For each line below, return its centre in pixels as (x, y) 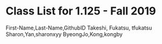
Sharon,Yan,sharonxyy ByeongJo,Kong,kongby (64, 34)
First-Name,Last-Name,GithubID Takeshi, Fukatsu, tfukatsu (79, 28)
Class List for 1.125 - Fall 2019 (81, 11)
